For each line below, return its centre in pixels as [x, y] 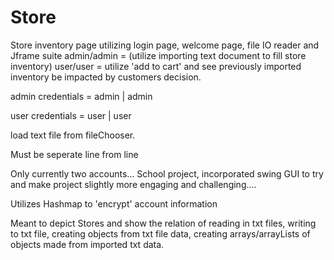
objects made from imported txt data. [87, 244]
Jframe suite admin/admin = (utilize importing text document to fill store [158, 55]
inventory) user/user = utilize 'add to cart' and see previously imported [156, 66]
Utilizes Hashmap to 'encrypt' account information [114, 203]
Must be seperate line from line [74, 154]
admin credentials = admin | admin [81, 96]
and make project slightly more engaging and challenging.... [133, 184]
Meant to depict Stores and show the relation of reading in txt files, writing [163, 223]
